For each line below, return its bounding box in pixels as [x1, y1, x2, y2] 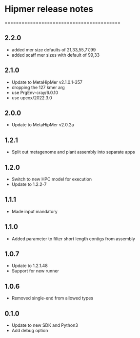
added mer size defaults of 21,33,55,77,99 [11, 46, 96, 52]
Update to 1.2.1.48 [11, 263, 48, 269]
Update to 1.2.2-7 [11, 181, 47, 187]
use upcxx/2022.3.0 [11, 94, 52, 101]
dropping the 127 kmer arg [11, 84, 65, 90]
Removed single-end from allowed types [11, 295, 94, 301]
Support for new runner [11, 268, 60, 274]
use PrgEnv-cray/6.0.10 [11, 90, 59, 95]
